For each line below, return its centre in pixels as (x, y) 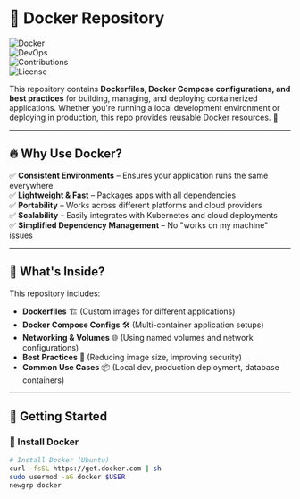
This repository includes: (55, 293)
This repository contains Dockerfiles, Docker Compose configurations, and (150, 89)
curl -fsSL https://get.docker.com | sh (86, 469)
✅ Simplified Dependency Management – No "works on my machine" (139, 225)
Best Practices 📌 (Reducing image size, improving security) (132, 357)
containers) (43, 380)
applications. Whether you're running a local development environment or (145, 107)
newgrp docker (36, 485)
